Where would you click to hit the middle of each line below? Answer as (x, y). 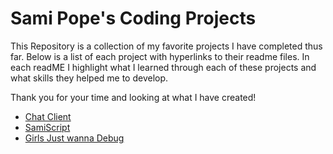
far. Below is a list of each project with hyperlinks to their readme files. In (160, 56)
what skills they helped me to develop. (89, 78)
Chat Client (48, 116)
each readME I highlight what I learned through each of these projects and (163, 67)
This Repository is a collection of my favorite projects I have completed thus (166, 46)
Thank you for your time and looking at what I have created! (133, 97)
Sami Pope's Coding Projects (133, 18)
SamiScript (47, 127)
